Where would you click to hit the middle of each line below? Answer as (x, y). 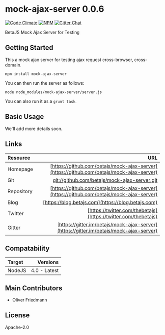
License (17, 316)
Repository (20, 192)
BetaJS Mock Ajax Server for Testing (42, 32)
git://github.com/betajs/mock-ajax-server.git (105, 180)
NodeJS (17, 270)
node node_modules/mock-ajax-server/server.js (54, 92)
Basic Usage (25, 117)
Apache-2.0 (17, 327)
